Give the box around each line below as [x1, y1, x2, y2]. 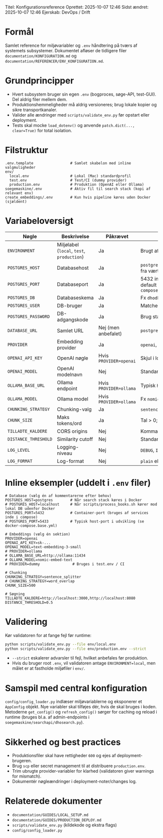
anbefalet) [98, 330, 122, 337]
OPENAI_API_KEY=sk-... [5, 540, 51, 545]
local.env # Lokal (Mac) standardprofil [9, 173, 131, 179]
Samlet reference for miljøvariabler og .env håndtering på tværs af [5, 42, 138, 48]
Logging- [57, 443, 79, 450]
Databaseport [57, 280, 88, 287]
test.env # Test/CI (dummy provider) [9, 178, 127, 182]
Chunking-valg [57, 406, 92, 413]
